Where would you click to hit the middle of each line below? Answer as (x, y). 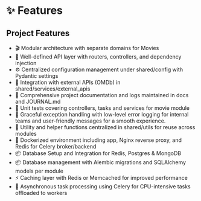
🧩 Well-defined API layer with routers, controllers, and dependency (98, 57)
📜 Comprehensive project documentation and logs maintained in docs (102, 95)
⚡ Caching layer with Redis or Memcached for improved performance (101, 178)
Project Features (38, 33)
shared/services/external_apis (53, 89)
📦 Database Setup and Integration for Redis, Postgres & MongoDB (98, 153)
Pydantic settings (37, 76)
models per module (39, 171)
